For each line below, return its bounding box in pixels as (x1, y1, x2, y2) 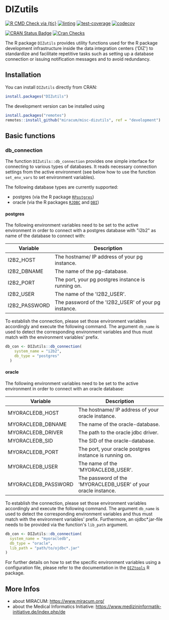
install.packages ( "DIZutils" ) (5, 94, 69, 99)
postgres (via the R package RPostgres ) (12, 194, 95, 200)
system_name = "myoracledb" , (10, 536, 71, 541)
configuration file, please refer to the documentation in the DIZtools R (5, 565, 150, 571)
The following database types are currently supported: (5, 184, 118, 190)
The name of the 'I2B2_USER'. (54, 291, 126, 298)
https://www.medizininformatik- (95, 603, 162, 610)
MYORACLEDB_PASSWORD (8, 480, 74, 488)
